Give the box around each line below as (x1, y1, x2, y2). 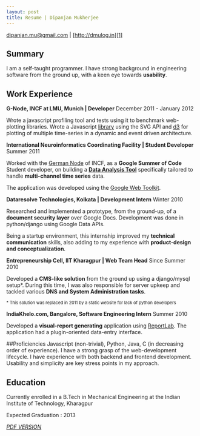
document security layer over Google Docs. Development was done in (6, 214, 184, 221)
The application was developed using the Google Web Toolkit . (6, 184, 161, 192)
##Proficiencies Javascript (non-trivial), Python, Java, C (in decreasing (6, 340, 184, 347)
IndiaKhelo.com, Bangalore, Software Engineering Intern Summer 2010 (6, 310, 188, 318)
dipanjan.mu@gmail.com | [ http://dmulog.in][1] (6, 31, 123, 38)
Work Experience (6, 89, 73, 99)
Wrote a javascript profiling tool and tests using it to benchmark (6, 116, 165, 124)
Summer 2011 (6, 148, 40, 155)
